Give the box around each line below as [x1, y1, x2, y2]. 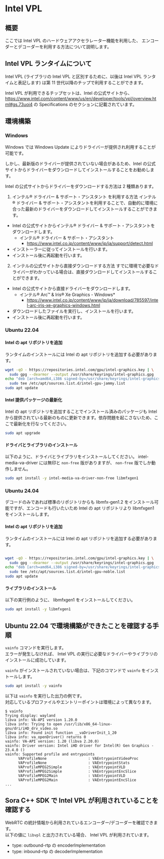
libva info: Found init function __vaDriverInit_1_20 [5, 730, 117, 735]
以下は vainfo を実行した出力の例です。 [5, 693, 84, 698]
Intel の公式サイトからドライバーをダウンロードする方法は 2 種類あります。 [5, 183, 156, 189]
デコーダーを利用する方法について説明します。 [18, 44, 112, 50]
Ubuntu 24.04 [5, 487, 39, 494]
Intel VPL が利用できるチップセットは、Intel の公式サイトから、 [5, 90, 133, 96]
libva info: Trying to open [5, 722, 62, 726]
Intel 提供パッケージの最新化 [5, 397, 62, 403]
